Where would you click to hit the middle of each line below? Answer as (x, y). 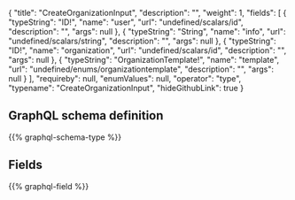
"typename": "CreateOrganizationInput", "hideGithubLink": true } (126, 88)
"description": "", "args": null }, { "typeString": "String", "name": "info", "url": (147, 31)
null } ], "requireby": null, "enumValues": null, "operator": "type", (125, 78)
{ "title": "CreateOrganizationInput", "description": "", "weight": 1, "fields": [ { (147, 13)
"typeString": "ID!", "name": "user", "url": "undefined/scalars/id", (126, 22)
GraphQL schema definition (86, 115)
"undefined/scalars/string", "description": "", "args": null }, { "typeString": (142, 41)
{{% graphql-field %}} (49, 186)
